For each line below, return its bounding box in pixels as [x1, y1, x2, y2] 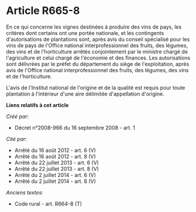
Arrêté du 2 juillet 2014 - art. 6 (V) [14, 171, 97, 178]
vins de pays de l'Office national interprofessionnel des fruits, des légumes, [6, 42, 188, 49]
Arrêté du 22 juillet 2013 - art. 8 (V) [14, 165, 99, 172]
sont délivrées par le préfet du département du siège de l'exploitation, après [6, 60, 190, 68]
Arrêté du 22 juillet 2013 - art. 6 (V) [14, 159, 99, 166]
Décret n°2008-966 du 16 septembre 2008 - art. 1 [14, 124, 136, 131]
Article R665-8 [6, 4, 80, 17]
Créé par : [6, 112, 29, 120]
